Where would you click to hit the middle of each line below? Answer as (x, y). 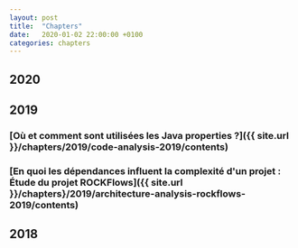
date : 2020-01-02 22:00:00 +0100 (76, 34)
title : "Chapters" (46, 26)
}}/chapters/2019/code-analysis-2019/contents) (119, 147)
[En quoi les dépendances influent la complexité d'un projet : (145, 170)
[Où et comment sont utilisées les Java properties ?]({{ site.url (149, 135)
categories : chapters (50, 43)
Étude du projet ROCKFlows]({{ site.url (96, 182)
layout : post (34, 18)
